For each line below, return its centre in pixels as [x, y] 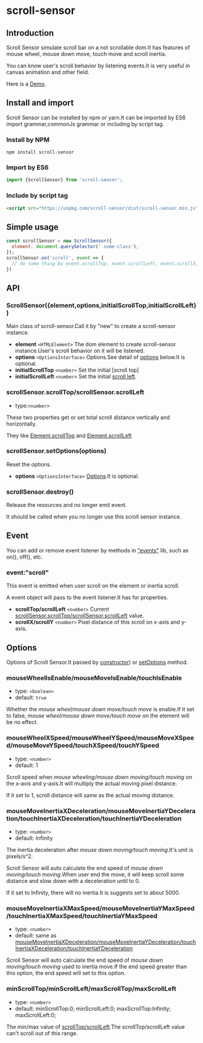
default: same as [36, 936]
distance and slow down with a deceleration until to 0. [73, 880]
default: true [31, 697]
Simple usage [32, 227]
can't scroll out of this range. [42, 1033]
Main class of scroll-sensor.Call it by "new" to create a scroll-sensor [91, 326]
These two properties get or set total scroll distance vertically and [88, 417]
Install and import [40, 103]
